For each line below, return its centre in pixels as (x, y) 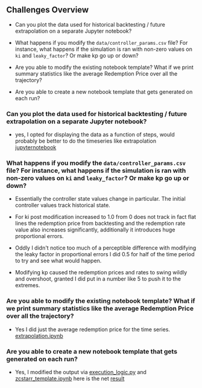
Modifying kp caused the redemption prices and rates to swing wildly (101, 273)
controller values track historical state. (62, 205)
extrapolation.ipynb (39, 335)
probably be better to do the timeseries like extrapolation (86, 141)
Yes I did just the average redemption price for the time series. (93, 329)
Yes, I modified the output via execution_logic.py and (80, 372)
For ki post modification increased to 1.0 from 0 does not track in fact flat (106, 217)
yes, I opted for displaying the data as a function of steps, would (95, 135)
